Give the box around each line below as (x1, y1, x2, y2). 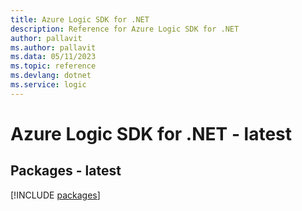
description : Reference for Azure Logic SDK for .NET (10, 24, 240, 34)
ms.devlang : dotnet (10, 71, 92, 81)
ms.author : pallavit (10, 42, 97, 53)
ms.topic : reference (10, 61, 97, 71)
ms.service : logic (10, 80, 87, 90)
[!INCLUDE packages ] (10, 189, 101, 201)
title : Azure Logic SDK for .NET (10, 14, 150, 25)
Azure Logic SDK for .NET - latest (10, 122, 293, 145)
